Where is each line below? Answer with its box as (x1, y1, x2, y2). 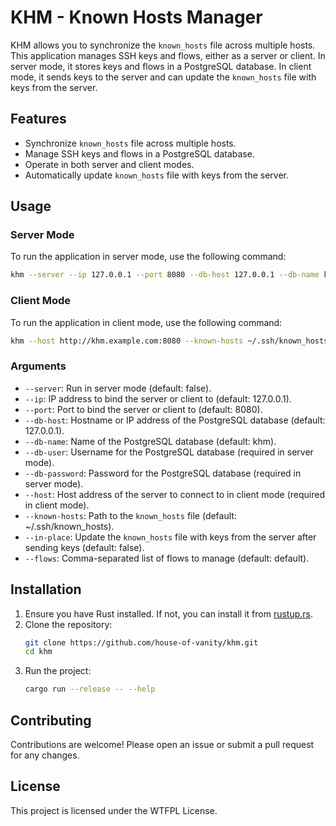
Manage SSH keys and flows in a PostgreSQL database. (24, 147, 255, 160)
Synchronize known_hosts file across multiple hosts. (24, 137, 237, 149)
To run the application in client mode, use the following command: (10, 316, 283, 328)
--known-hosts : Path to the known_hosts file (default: (24, 509, 237, 521)
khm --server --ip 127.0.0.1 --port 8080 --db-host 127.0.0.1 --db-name (10, 270, 320, 280)
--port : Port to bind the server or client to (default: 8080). (24, 403, 263, 415)
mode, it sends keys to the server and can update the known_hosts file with (10, 71, 317, 83)
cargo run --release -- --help (24, 684, 156, 695)
